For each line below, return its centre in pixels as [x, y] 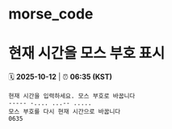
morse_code [51, 14]
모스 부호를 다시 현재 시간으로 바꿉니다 [65, 112]
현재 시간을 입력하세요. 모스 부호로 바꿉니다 [72, 96]
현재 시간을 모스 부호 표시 [87, 54]
